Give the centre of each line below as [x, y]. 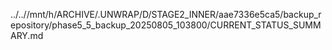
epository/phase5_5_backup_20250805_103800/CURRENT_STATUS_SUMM [166, 25]
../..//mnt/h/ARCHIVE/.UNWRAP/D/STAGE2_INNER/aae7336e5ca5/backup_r [166, 14]
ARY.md [27, 35]
